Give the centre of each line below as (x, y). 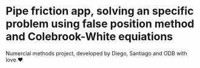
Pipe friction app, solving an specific (100, 11)
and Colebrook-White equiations (89, 37)
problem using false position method (100, 24)
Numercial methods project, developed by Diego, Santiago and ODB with (96, 53)
